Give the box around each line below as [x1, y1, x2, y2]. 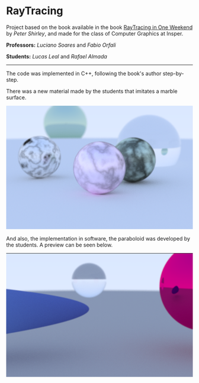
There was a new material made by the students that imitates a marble [6, 87, 178, 95]
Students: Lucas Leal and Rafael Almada [6, 53, 108, 60]
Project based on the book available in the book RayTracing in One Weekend [6, 24, 193, 31]
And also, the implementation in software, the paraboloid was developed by [6, 235, 191, 242]
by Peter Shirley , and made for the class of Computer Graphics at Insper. [6, 30, 184, 37]
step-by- [162, 70, 184, 77]
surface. [6, 93, 27, 101]
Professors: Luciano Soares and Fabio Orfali [6, 41, 116, 48]
